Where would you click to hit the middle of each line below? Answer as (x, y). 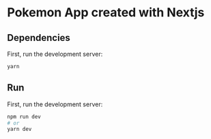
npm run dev (24, 117)
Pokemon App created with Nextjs (106, 13)
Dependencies (39, 38)
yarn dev (19, 129)
